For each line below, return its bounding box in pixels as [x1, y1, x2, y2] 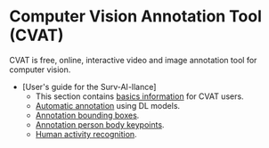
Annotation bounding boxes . [35, 110, 140, 120]
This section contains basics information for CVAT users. [35, 91, 244, 102]
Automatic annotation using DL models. [35, 100, 181, 111]
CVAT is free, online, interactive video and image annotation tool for [9, 54, 257, 65]
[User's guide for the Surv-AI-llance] [21, 81, 157, 92]
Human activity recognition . [35, 128, 137, 139]
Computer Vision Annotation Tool [9, 6, 263, 27]
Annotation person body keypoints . [35, 119, 165, 130]
